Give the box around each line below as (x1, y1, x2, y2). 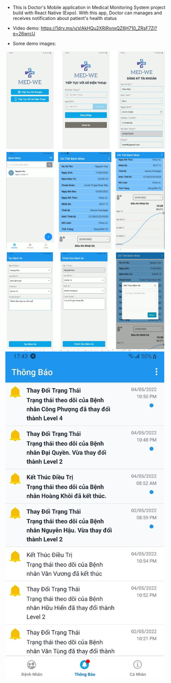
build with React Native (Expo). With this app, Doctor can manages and (12, 10, 162, 16)
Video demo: (12, 25, 40, 31)
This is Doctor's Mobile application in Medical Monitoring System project (12, 5, 166, 10)
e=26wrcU (12, 31, 36, 36)
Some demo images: (12, 40, 56, 47)
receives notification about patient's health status (12, 15, 117, 21)
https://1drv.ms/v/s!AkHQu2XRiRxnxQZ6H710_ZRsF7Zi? (40, 25, 157, 31)
